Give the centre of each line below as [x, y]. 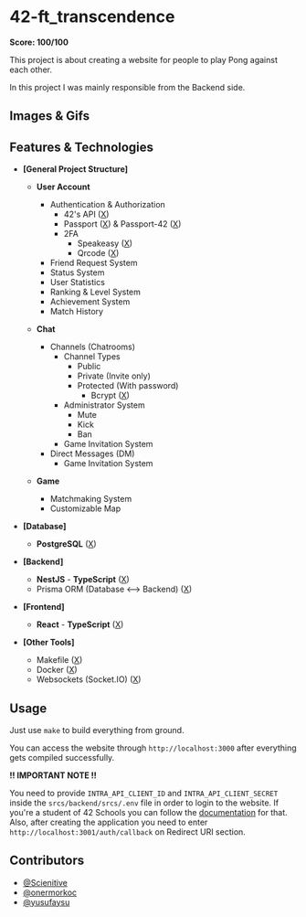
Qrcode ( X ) [98, 253]
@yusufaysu [46, 901]
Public [89, 367]
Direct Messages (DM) [92, 453]
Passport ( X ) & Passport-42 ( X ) [122, 224]
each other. [31, 69]
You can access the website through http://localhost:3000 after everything [153, 748]
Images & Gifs [50, 116]
